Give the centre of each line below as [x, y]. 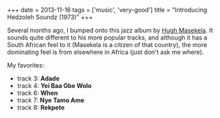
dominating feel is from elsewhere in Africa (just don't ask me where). [106, 52]
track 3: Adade [38, 78]
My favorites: [26, 65]
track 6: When [37, 93]
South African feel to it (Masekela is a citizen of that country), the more [107, 45]
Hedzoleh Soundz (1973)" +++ [50, 17]
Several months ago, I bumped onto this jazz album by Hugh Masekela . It [110, 30]
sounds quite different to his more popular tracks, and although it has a [107, 38]
